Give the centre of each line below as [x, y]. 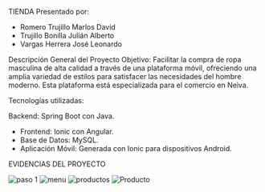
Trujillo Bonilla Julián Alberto [67, 36]
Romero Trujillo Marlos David [68, 27]
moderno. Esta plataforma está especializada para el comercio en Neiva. [128, 85]
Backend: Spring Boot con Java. [61, 116]
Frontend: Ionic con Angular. [67, 132]
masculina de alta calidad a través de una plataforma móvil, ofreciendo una [132, 68]
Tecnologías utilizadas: [46, 100]
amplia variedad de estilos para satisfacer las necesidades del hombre [125, 76]
